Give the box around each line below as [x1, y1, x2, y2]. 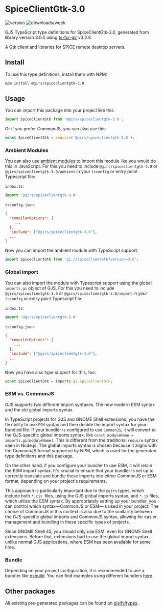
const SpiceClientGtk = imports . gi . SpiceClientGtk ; [5, 378, 113, 384]
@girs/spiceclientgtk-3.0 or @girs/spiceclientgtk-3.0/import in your [5, 290, 148, 296]
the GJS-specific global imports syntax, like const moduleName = [5, 432, 134, 438]
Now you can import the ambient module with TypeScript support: [5, 247, 139, 254]
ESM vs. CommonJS [5, 390, 55, 397]
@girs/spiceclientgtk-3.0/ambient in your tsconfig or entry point [5, 169, 138, 175]
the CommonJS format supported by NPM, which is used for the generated [5, 447, 157, 453]
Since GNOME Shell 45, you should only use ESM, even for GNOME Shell [5, 528, 152, 534]
